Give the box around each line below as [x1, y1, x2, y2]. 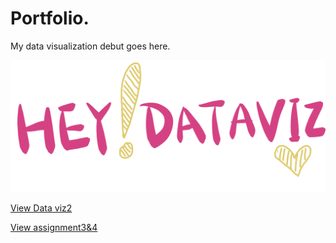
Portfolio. [10, 7, 90, 30]
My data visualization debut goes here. [10, 40, 171, 52]
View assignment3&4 [10, 221, 98, 233]
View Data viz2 [10, 202, 73, 214]
